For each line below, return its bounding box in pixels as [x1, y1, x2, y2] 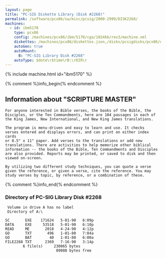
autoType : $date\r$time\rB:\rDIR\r [14, 58, 87, 63]
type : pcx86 [14, 30, 39, 35]
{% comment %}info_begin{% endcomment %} [5, 81, 102, 87]
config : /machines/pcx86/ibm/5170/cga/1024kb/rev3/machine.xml [14, 35, 147, 40]
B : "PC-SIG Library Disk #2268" [18, 53, 85, 58]
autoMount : [14, 48, 37, 53]
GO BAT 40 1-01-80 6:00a [5, 235, 94, 240]
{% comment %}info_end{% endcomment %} [5, 182, 98, 187]
